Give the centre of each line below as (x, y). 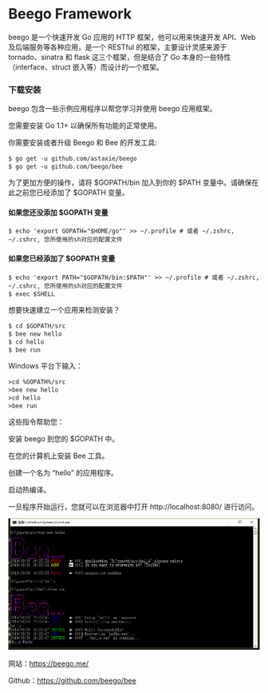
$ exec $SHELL (32, 294)
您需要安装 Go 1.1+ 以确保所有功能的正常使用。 (85, 125)
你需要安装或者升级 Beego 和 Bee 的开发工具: (83, 143)
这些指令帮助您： (36, 421)
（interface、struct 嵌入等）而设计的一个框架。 (86, 67)
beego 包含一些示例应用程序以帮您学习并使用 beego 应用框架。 (112, 109)
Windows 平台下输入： (45, 365)
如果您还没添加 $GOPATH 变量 (59, 212)
